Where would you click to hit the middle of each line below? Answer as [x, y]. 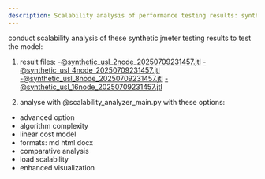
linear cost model [48, 134]
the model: [26, 46]
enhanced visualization [57, 167]
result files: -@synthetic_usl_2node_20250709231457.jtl [110, 62]
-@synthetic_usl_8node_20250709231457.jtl [91, 78]
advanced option [47, 117]
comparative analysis [54, 151]
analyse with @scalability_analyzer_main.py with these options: [122, 102]
